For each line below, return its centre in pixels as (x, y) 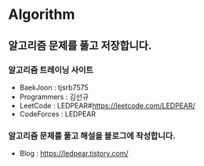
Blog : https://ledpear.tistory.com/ (74, 153)
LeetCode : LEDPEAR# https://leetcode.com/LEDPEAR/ (107, 105)
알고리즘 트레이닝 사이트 (51, 70)
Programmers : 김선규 (54, 97)
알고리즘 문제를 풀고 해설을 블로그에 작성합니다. (92, 135)
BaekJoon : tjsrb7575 (54, 87)
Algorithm (42, 15)
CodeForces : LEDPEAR (58, 114)
